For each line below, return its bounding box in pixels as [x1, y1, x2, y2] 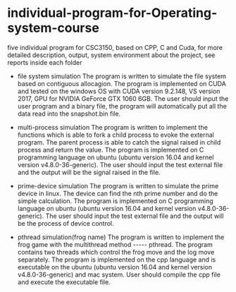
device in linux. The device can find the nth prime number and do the [17, 189, 218, 197]
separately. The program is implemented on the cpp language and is [17, 255, 216, 264]
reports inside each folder [7, 58, 82, 66]
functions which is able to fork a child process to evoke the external [17, 130, 215, 139]
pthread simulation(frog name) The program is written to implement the [17, 233, 225, 241]
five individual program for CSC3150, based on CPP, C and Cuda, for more [7, 43, 223, 51]
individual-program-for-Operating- [7, 5, 218, 21]
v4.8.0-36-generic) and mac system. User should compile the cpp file [17, 270, 221, 279]
